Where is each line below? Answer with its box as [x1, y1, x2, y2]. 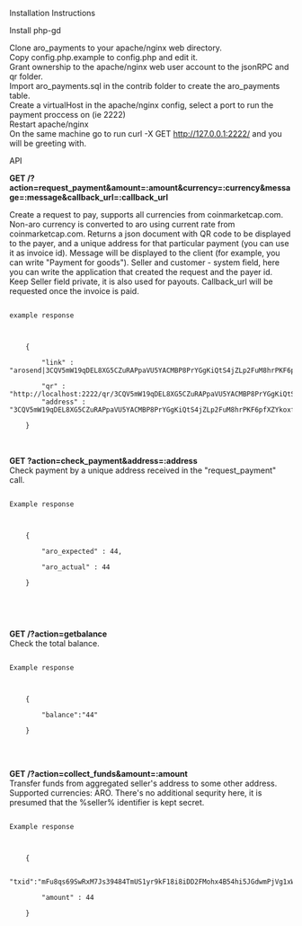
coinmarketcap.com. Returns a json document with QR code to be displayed [9, 228, 291, 239]
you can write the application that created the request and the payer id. [9, 267, 273, 277]
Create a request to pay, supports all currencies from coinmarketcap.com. [9, 209, 284, 219]
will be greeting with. [9, 138, 87, 148]
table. [9, 90, 31, 101]
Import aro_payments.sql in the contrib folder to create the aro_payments [9, 81, 280, 91]
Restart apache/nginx [9, 119, 89, 129]
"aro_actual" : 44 [41, 563, 111, 572]
